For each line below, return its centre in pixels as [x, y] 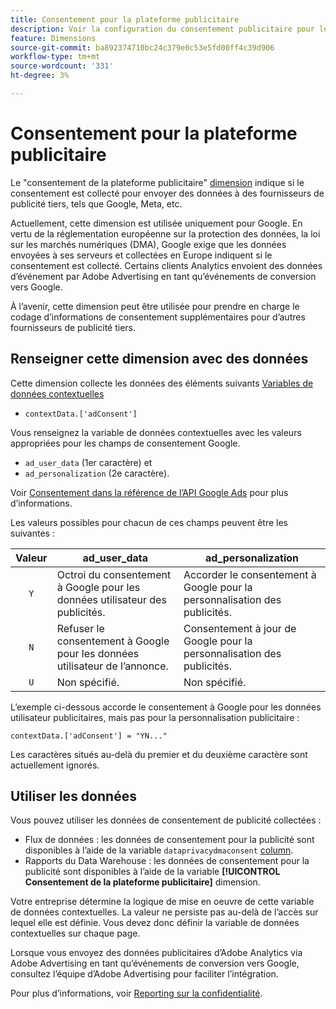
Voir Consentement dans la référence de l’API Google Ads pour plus [149, 492]
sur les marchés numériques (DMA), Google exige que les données [148, 244]
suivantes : [32, 533]
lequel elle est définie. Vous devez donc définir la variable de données [155, 923]
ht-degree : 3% [40, 76]
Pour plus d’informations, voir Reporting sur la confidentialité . [136, 993]
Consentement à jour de [240, 628]
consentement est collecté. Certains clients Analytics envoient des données [166, 265]
